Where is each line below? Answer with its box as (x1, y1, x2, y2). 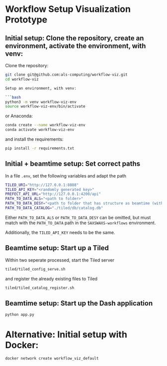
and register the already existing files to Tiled (5, 275, 98, 281)
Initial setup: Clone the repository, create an (5, 34, 144, 42)
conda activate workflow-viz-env (5, 127, 75, 132)
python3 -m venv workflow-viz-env (5, 99, 77, 104)
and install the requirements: (5, 136, 64, 142)
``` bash (5, 94, 21, 100)
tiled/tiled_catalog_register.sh (5, 285, 75, 290)
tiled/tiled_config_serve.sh (5, 267, 66, 272)
